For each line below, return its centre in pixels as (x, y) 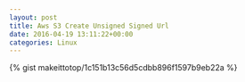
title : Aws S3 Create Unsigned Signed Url (89, 26)
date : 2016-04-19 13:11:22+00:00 (71, 34)
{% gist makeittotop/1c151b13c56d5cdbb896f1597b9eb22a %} (123, 68)
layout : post (33, 17)
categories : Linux (43, 42)
